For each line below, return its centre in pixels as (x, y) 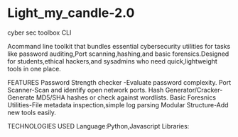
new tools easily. (32, 112)
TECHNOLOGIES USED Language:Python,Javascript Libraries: (98, 126)
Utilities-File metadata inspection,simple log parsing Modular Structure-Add (118, 105)
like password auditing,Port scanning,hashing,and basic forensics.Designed (118, 54)
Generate (21, 97)
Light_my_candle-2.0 (71, 13)
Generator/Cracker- (194, 90)
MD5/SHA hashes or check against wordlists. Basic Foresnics (126, 97)
